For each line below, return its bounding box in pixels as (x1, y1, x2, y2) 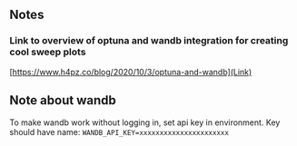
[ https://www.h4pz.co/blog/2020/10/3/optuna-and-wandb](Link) (9, 66, 252, 77)
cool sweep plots (9, 45, 86, 58)
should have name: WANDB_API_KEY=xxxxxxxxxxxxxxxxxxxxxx (9, 126, 230, 137)
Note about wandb (9, 92, 116, 108)
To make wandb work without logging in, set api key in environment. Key (9, 117, 281, 128)
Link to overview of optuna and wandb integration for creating (9, 34, 289, 47)
